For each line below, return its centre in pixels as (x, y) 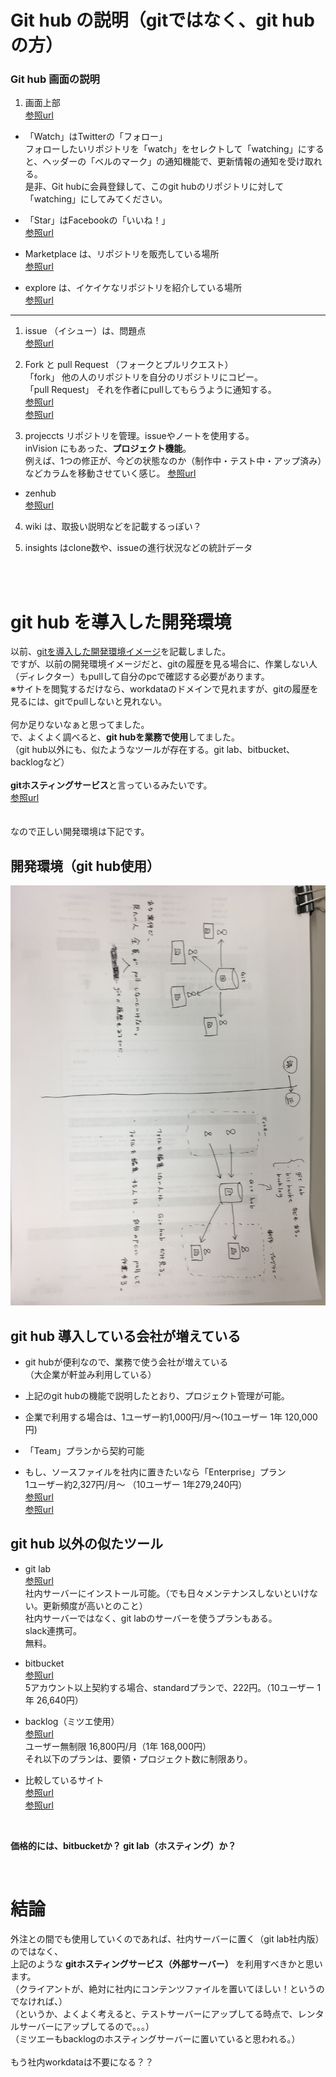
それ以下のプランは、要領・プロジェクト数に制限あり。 (138, 1758)
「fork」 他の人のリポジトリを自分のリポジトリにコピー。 (143, 377)
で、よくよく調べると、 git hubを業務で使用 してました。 (125, 737)
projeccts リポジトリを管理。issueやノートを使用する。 (139, 436)
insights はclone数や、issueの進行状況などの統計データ (138, 548)
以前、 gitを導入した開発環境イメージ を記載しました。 (121, 652)
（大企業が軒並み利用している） (90, 1375)
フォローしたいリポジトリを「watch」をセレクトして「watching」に (165, 149)
